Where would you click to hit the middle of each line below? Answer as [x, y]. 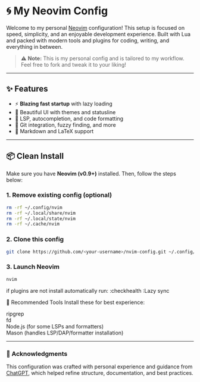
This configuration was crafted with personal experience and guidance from [99, 367]
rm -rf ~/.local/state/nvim [41, 218]
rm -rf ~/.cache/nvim [33, 224]
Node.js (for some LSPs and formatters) [55, 326]
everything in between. [35, 46]
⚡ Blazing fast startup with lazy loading [64, 104]
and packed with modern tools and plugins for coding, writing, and [88, 40]
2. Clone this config [35, 239]
